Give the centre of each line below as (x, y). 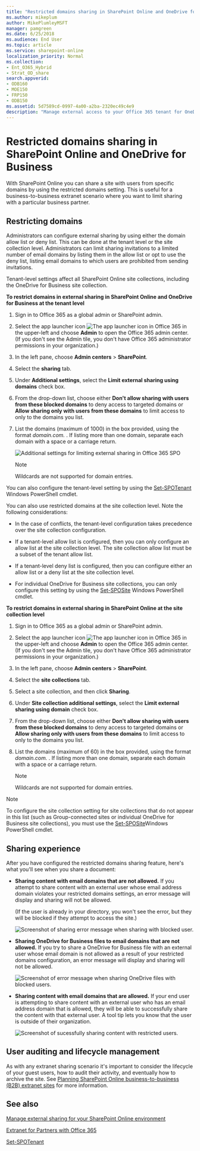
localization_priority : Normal (45, 56)
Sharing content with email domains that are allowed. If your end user (102, 996)
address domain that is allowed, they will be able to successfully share (101, 1009)
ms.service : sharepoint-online (45, 51)
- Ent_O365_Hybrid (29, 67)
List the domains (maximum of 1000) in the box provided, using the (97, 429)
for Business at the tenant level (46, 303)
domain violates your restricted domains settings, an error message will (102, 893)
